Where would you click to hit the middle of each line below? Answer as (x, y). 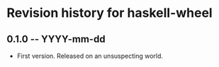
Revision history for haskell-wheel (110, 13)
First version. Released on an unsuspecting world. (90, 56)
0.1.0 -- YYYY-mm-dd (56, 39)
